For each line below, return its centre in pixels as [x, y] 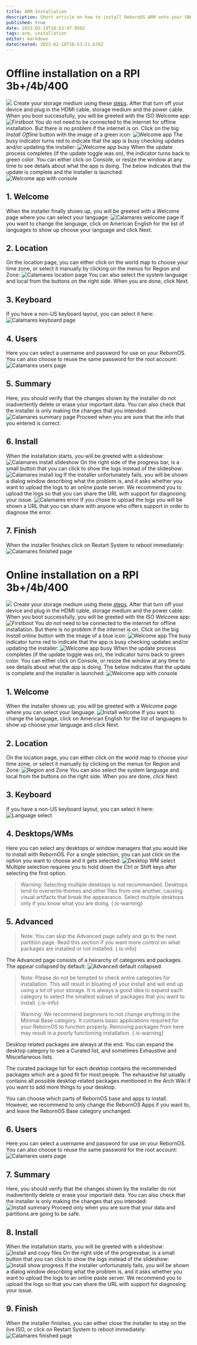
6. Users [22, 1129]
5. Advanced [30, 922]
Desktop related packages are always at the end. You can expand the [90, 1044]
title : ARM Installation [36, 11]
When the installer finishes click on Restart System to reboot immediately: [95, 545]
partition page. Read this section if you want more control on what [100, 942]
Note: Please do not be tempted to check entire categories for [95, 977]
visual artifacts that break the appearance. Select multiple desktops [102, 897]
